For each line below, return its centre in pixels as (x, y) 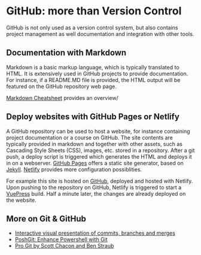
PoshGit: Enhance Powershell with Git (61, 239)
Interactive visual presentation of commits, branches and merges (95, 233)
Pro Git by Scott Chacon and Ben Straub (64, 246)
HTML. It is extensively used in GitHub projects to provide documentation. (97, 74)
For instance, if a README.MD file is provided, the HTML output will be (93, 80)
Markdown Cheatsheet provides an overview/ (62, 98)
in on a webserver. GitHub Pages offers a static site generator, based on (95, 163)
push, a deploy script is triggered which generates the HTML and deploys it (99, 156)
